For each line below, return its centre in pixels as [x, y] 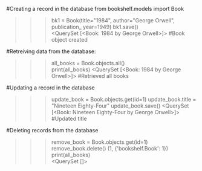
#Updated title [69, 118]
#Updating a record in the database [50, 88]
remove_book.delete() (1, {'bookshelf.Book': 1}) [109, 148]
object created [69, 40]
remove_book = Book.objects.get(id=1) [99, 142]
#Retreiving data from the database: [51, 51]
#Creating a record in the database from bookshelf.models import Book [95, 9]
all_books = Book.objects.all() [88, 63]
